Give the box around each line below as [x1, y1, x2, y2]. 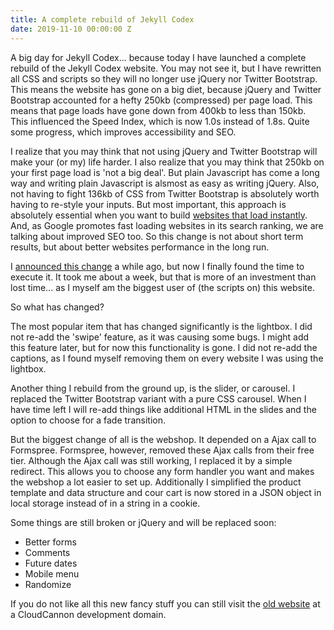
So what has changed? [10, 301, 105, 313]
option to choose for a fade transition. [10, 414, 166, 426]
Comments [24, 546, 71, 558]
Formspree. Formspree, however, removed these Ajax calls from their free [10, 444, 315, 456]
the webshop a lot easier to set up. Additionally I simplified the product [10, 476, 302, 488]
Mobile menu [24, 567, 80, 580]
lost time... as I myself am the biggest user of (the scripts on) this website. [10, 281, 316, 293]
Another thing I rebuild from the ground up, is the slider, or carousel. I [10, 382, 296, 394]
